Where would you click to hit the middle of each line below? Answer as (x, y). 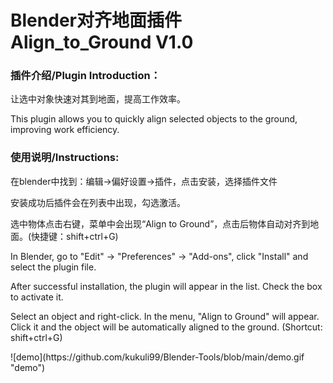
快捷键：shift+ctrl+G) (75, 236)
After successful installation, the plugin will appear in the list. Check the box (166, 286)
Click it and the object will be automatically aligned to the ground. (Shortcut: (166, 327)
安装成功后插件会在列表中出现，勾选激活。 (98, 202)
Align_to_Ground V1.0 (102, 42)
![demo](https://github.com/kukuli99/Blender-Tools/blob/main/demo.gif (157, 357)
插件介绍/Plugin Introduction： (86, 76)
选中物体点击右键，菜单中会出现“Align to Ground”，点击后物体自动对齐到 (160, 223)
